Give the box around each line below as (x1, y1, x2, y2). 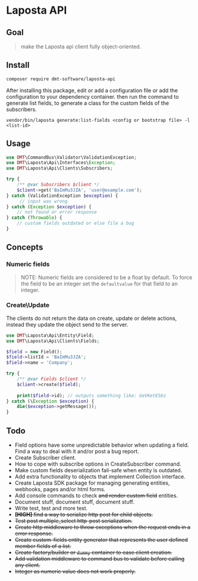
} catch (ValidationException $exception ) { (6, 193, 118, 199)
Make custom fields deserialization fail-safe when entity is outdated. (14, 467, 183, 474)
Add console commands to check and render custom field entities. (14, 492, 178, 500)
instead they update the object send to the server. (6, 321, 128, 328)
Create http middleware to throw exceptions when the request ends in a (14, 524, 191, 531)
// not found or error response (17, 209, 97, 215)
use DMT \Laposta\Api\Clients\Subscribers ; (6, 165, 113, 171)
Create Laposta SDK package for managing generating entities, (14, 479, 171, 486)
